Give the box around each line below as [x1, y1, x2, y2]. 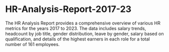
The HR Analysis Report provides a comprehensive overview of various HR [5, 20, 160, 26]
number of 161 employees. [5, 41, 60, 47]
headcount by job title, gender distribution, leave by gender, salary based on [5, 30, 164, 36]
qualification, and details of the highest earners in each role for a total [5, 36, 150, 42]
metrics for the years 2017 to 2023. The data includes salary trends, [5, 25, 146, 31]
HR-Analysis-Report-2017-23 [5, 3, 132, 15]
